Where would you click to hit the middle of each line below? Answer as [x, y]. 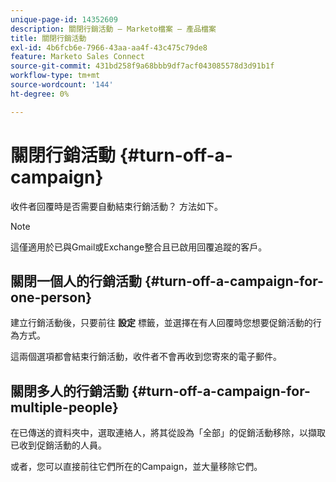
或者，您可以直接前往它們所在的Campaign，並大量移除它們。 [136, 467]
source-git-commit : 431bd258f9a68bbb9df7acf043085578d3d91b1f [142, 66]
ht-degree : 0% [40, 94]
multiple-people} [64, 407]
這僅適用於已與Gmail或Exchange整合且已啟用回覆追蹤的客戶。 [139, 247]
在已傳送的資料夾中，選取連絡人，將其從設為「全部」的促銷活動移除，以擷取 [168, 433]
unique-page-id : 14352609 [64, 19]
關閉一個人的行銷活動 [76, 281]
